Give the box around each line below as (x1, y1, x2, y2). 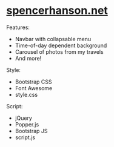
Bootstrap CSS (15, 78, 52, 85)
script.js (15, 134, 35, 141)
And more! (15, 54, 42, 62)
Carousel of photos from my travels (15, 48, 104, 55)
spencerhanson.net (6, 4, 108, 18)
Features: (6, 24, 30, 31)
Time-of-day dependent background (15, 42, 107, 49)
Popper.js (15, 120, 39, 128)
